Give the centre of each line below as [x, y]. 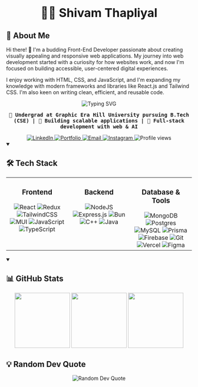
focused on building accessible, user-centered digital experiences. [87, 68]
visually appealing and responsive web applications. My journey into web [95, 56]
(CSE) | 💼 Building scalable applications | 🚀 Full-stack [99, 121]
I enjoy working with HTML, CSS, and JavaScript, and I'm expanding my [93, 80]
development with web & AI [99, 127]
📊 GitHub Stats [35, 279]
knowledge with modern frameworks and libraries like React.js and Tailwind [98, 86]
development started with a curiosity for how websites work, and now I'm [95, 62]
